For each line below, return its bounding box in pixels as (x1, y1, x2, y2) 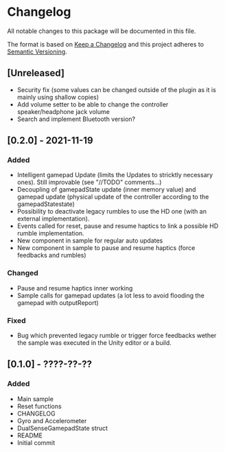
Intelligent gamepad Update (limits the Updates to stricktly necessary (16, 171, 213, 179)
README (16, 431, 43, 440)
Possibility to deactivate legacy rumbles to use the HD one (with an (16, 207, 207, 216)
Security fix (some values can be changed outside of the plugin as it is (16, 85, 216, 93)
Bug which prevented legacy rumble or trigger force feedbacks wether (16, 331, 217, 340)
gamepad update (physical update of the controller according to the (16, 193, 209, 201)
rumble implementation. (16, 229, 84, 238)
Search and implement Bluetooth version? (16, 115, 136, 123)
